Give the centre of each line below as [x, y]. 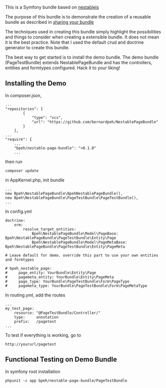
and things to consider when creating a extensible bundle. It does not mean [82, 37]
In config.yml [19, 211]
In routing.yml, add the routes [35, 295]
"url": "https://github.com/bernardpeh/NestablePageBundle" [95, 122]
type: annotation [36, 317]
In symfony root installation [33, 371]
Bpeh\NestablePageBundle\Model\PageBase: [75, 233]
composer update [22, 171]
